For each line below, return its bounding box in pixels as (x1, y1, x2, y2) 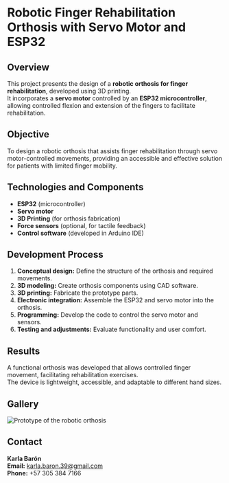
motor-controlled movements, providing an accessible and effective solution (7, 154, 223, 162)
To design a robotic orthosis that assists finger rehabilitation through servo (7, 146, 218, 155)
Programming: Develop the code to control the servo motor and (16, 311, 199, 319)
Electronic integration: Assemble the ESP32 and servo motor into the (16, 296, 215, 304)
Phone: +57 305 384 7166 (7, 469, 82, 477)
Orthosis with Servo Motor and (7, 19, 186, 35)
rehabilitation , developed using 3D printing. (7, 87, 132, 95)
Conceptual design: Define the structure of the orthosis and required (16, 267, 214, 276)
